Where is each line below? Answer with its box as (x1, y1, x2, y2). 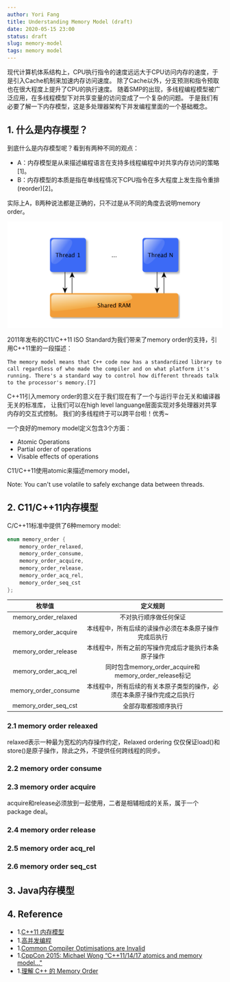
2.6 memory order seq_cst (7, 862, 97, 871)
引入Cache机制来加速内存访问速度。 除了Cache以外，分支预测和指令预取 (12, 76, 219, 85)
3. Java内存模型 (7, 884, 75, 896)
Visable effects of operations (16, 452, 99, 460)
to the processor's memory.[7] (7, 379, 97, 386)
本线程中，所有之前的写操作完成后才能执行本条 (86, 643, 219, 651)
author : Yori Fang (7, 11, 60, 18)
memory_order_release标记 (114, 671, 192, 680)
